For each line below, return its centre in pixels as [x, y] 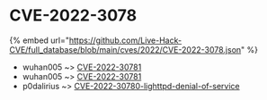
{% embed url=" [40, 40]
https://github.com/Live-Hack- [125, 40]
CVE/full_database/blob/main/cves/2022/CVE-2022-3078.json [125, 49]
